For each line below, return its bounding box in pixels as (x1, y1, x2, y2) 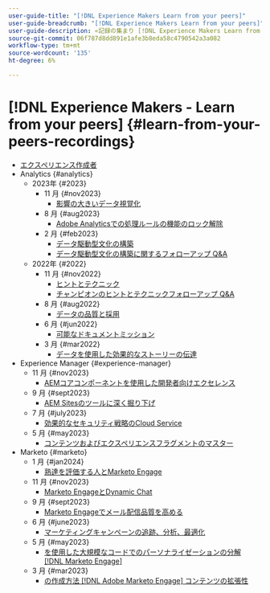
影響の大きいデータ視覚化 (55, 198, 141, 208)
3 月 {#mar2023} (31, 566, 88, 575)
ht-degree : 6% (8, 57, 56, 65)
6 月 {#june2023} (31, 517, 90, 526)
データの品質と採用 (55, 309, 121, 318)
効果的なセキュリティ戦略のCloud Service (43, 418, 182, 427)
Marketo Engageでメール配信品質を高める (43, 507, 183, 517)
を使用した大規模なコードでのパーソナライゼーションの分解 (43, 547, 242, 557)
